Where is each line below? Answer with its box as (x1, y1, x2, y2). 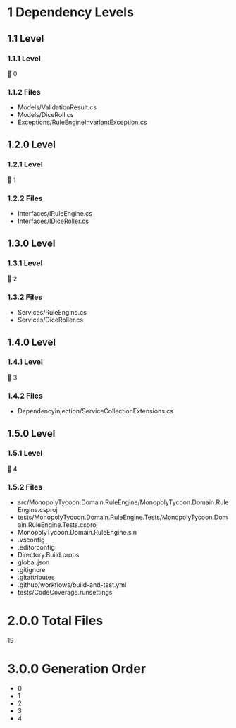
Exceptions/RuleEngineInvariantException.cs (17, 118, 147, 127)
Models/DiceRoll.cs (17, 111, 74, 119)
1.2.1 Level (7, 159, 44, 169)
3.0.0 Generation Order (7, 661, 147, 677)
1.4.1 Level (7, 357, 44, 367)
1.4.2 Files (7, 391, 44, 401)
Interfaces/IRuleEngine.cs (17, 210, 93, 218)
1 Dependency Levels (7, 4, 134, 20)
